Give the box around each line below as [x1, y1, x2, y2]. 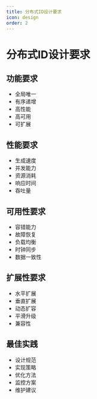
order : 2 [6, 20, 28, 26]
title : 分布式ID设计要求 [6, 8, 62, 15]
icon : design [6, 14, 39, 20]
